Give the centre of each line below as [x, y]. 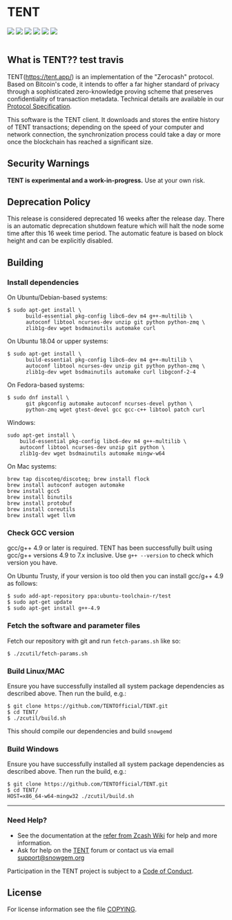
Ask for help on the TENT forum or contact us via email [95, 850]
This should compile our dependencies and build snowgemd [90, 731]
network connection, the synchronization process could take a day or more [114, 134]
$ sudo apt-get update [40, 602]
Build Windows [33, 749]
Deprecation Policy [49, 202]
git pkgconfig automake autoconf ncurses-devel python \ [109, 404]
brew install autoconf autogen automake [66, 485]
